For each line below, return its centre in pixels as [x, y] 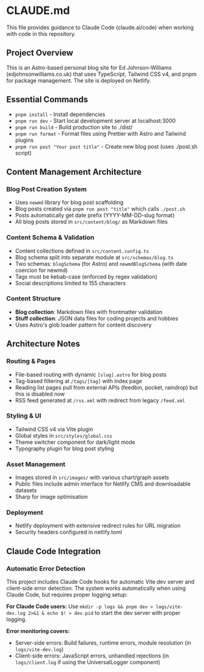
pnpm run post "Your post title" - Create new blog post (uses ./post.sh [106, 146]
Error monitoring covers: [38, 631]
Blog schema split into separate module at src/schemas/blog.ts [94, 257]
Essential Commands [47, 100]
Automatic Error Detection [46, 568]
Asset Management [36, 464]
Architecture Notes [43, 344]
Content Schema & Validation [50, 237]
